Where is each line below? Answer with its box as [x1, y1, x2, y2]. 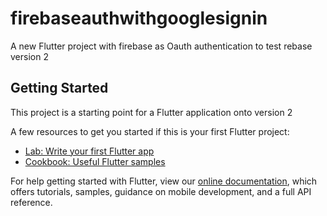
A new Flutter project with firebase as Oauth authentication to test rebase [10, 40, 313, 52]
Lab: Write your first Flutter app [24, 145, 155, 157]
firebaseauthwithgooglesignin [10, 7, 268, 30]
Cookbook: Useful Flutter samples [24, 155, 166, 167]
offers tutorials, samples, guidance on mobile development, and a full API [10, 185, 312, 197]
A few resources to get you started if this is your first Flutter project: [10, 125, 290, 137]
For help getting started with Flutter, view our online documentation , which [10, 175, 318, 187]
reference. [10, 196, 53, 208]
